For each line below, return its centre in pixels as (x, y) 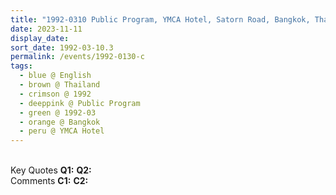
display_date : (40, 38)
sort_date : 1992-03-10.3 (62, 47)
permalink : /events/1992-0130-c (77, 57)
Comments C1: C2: (49, 181)
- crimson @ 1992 (55, 94)
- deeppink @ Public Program (80, 103)
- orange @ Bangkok (60, 122)
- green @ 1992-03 (58, 112)
